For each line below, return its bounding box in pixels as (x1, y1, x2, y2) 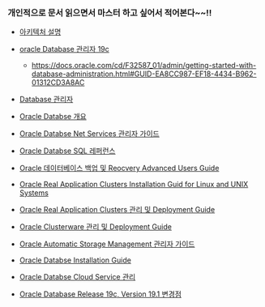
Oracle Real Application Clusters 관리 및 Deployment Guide (19, 205, 216, 215)
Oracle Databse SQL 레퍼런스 (19, 146, 116, 156)
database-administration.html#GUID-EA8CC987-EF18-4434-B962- (31, 69, 257, 79)
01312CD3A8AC (31, 78, 85, 87)
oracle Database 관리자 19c (19, 45, 110, 54)
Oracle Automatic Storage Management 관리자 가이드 (19, 239, 195, 249)
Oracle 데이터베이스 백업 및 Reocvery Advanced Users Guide (19, 164, 220, 173)
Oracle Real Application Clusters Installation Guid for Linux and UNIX (19, 180, 249, 190)
